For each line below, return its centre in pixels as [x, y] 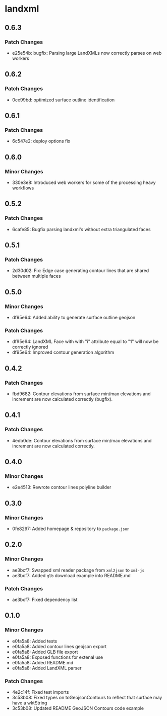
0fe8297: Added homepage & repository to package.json [71, 529]
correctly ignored [30, 347]
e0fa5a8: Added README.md [43, 662]
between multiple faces [36, 276]
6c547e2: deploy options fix [41, 141]
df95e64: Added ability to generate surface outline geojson [74, 317]
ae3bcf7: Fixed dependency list [45, 600]
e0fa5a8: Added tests [35, 641]
